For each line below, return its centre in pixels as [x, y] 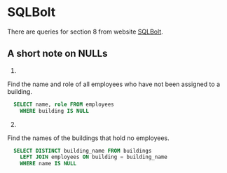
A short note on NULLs [57, 54]
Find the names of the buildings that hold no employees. [88, 138]
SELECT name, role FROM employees [64, 104]
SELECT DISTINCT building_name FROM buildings [83, 151]
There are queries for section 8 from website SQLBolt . [85, 32]
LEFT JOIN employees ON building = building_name [94, 157]
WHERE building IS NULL [55, 111]
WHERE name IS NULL [48, 164]
